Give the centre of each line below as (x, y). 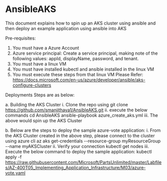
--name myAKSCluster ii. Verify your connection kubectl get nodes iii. (77, 146)
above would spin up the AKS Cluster (44, 120)
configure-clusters (32, 85)
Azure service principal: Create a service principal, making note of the (85, 53)
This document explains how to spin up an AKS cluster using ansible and (80, 23)
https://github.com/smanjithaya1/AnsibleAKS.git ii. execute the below (76, 110)
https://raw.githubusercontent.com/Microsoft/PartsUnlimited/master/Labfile (83, 162)
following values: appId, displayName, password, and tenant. (76, 58)
